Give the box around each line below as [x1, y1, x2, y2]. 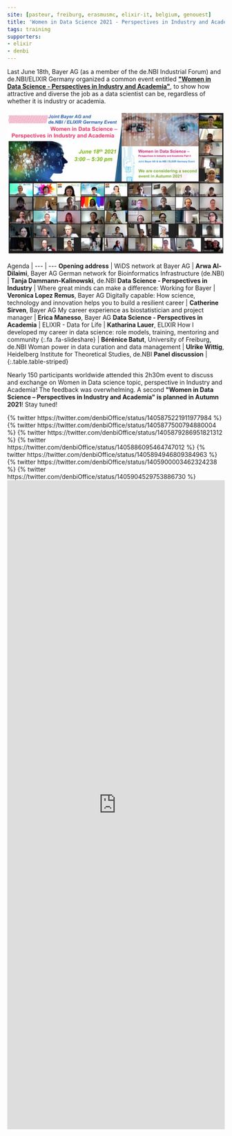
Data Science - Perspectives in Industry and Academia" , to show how [7, 82, 211, 90]
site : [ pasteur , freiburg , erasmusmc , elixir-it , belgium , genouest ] [7, 11, 212, 18]
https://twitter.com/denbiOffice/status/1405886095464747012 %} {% [7, 443, 206, 451]
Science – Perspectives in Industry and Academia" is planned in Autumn [7, 393, 220, 402]
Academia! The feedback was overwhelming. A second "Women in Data [7, 386, 214, 394]
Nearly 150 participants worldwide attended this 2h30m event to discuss [7, 371, 214, 379]
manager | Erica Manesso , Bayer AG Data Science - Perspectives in [7, 314, 203, 322]
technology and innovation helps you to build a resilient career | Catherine [7, 298, 219, 307]
